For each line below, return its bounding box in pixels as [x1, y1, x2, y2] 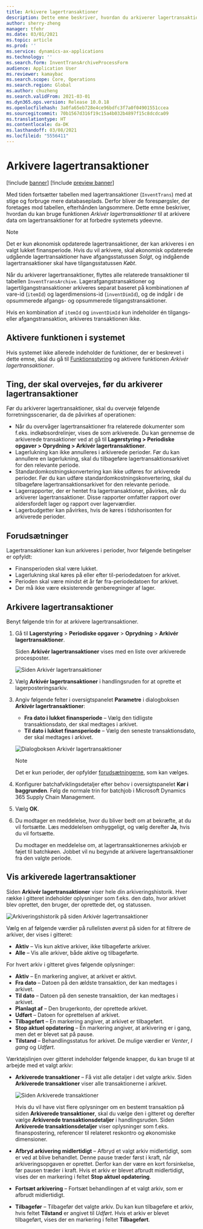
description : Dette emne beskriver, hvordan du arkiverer [6, 15, 155, 21]
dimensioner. [14, 1135, 48, 1143]
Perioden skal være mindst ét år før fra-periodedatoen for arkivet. [14, 578, 179, 585]
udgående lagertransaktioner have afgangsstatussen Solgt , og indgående [6, 253, 190, 260]
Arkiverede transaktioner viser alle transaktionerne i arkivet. [14, 1080, 167, 1087]
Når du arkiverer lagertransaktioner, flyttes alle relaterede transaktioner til [6, 271, 189, 278]
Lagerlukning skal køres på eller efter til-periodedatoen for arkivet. [14, 571, 181, 579]
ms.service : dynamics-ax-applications [6, 49, 104, 55]
